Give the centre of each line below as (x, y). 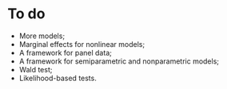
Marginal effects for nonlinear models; (82, 44)
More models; (42, 36)
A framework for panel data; (66, 52)
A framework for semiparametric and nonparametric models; (119, 61)
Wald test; (36, 69)
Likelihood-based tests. (58, 78)
